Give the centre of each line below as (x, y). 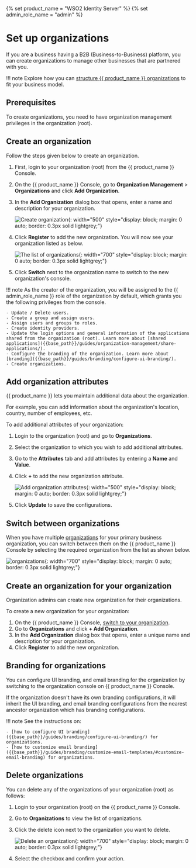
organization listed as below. (49, 243)
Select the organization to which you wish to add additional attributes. (99, 447)
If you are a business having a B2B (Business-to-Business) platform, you (94, 54)
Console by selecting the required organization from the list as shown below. (98, 550)
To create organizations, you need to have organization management (89, 117)
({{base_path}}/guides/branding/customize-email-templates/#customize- (95, 752)
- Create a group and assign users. (51, 318)
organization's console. (43, 278)
